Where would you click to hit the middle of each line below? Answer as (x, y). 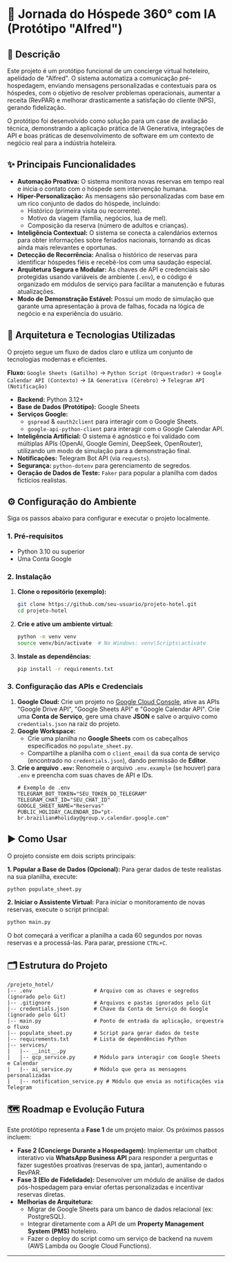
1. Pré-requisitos (35, 536)
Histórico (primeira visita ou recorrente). (85, 211)
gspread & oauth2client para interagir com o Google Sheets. (113, 421)
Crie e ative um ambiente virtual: (65, 624)
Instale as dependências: (54, 656)
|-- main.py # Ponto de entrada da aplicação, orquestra (116, 1021)
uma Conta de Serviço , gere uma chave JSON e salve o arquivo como (117, 716)
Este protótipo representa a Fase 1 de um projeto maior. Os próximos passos (116, 1130)
